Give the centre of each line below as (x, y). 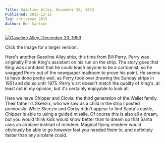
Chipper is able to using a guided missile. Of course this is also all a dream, (82, 114)
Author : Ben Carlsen (27, 24)
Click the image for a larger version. (42, 47)
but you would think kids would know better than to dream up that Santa (79, 119)
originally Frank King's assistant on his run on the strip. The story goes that (82, 62)
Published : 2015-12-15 (28, 14)
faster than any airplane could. (36, 135)
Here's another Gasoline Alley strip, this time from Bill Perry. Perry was (77, 57)
